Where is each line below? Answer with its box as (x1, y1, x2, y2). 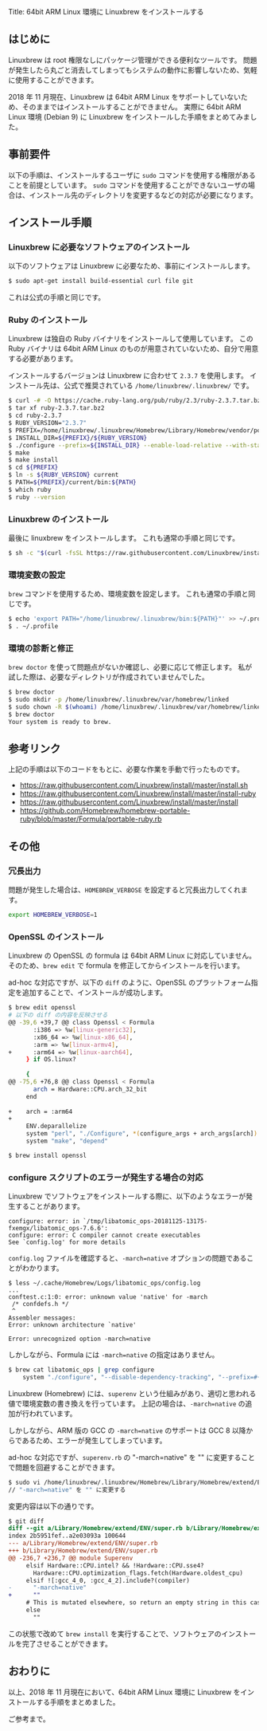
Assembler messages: (8, 1314, 77, 1322)
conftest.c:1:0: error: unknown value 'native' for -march (8, 1293, 208, 1301)
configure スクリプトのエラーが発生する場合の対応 (8, 1171, 204, 1182)
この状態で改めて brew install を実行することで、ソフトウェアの (8, 1629, 222, 1639)
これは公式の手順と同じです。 (8, 293, 106, 302)
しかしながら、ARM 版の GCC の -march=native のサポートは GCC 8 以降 (8, 1426, 246, 1435)
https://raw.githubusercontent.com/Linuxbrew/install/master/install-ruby (19, 789, 257, 799)
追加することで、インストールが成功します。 (21, 988, 168, 997)
